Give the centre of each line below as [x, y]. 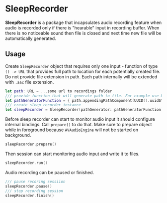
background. [18, 135]
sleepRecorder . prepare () [31, 144]
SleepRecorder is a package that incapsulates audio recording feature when [83, 22]
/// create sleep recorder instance [43, 105]
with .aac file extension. [30, 82]
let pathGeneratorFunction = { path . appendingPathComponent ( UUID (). [78, 100]
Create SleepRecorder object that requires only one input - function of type [82, 66]
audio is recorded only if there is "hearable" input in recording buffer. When [83, 27]
